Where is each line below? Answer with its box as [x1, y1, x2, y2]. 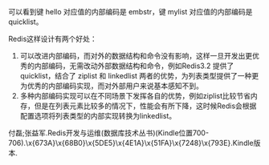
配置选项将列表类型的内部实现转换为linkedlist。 [19, 111, 177, 120]
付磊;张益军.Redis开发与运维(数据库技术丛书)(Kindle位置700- [8, 128, 210, 138]
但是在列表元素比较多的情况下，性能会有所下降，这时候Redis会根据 [34, 101, 257, 111]
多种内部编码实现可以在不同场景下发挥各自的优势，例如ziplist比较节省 [19, 91, 251, 100]
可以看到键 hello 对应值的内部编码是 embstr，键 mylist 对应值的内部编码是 [8, 7, 253, 16]
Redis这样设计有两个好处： [8, 34, 98, 43]
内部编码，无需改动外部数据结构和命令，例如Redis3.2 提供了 [34, 61, 234, 70]
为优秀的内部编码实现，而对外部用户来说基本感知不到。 [19, 81, 203, 91]
